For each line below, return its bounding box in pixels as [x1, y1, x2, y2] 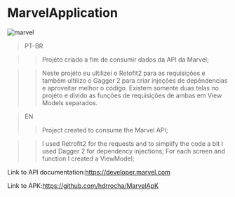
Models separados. [41, 98, 98, 107]
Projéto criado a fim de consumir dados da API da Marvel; [41, 55, 209, 64]
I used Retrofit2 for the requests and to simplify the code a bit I [41, 139, 223, 148]
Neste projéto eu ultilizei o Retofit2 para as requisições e [41, 69, 206, 77]
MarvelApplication [7, 5, 118, 21]
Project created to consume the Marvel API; [41, 125, 168, 134]
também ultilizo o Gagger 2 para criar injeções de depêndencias [41, 76, 228, 85]
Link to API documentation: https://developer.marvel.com [7, 168, 170, 176]
